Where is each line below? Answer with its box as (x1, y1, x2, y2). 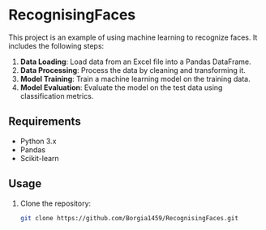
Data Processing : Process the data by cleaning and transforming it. (19, 65, 246, 75)
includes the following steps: (8, 40, 105, 50)
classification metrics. (19, 91, 94, 100)
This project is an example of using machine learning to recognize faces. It (8, 32, 258, 42)
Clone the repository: (19, 198, 92, 208)
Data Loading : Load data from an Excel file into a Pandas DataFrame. (19, 57, 251, 66)
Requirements (8, 115, 81, 129)
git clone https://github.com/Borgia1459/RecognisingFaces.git (19, 214, 239, 222)
